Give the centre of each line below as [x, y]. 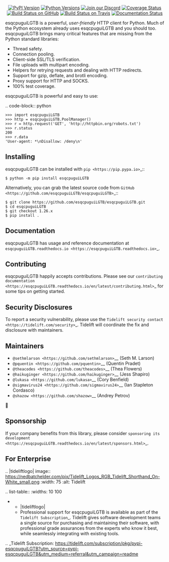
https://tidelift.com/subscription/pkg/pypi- [99, 543]
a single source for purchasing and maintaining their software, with [90, 523]
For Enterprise [28, 459]
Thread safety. [28, 49]
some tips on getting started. [35, 291]
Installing [20, 157]
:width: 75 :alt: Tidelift [63, 482]
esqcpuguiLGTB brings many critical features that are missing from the [79, 34]
